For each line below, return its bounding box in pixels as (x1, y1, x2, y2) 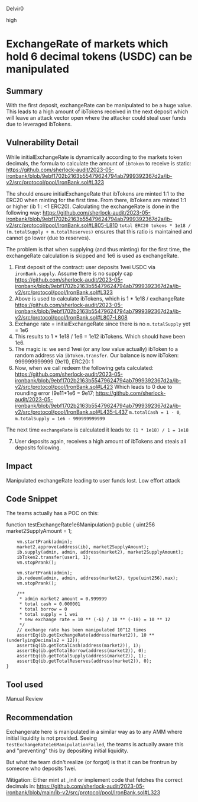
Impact (6, 461, 33, 471)
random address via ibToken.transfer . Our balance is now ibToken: (14, 352, 179, 359)
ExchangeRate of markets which (6, 37, 168, 51)
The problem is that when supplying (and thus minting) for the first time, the (6, 245, 191, 253)
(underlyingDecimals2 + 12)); (6, 637, 81, 644)
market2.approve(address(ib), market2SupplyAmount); (17, 544, 150, 550)
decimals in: (6, 782, 35, 790)
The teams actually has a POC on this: (6, 510, 99, 517)
